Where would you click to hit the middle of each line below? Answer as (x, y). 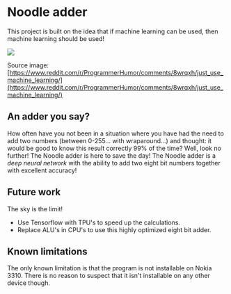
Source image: (28, 65)
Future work (34, 192)
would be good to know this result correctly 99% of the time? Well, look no (114, 148)
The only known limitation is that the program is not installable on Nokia (110, 268)
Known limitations (47, 251)
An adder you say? (49, 116)
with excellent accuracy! (42, 170)
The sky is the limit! (35, 209)
